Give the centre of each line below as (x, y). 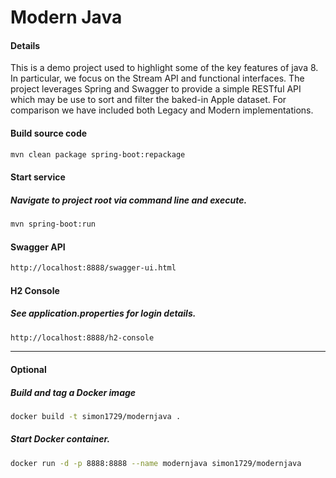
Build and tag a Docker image (73, 392)
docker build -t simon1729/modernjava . (96, 416)
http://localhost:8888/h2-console (82, 337)
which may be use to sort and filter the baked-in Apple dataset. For (148, 100)
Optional (28, 370)
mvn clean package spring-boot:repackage (98, 154)
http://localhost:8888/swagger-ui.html (93, 268)
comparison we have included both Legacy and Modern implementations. (162, 110)
